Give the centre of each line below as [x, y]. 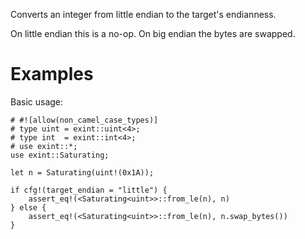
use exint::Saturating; [60, 155]
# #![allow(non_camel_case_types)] [84, 120]
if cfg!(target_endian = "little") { [89, 190]
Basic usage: [37, 101]
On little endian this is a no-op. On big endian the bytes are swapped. [153, 33]
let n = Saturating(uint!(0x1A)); [82, 172]
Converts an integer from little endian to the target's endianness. [143, 14]
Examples [52, 74]
